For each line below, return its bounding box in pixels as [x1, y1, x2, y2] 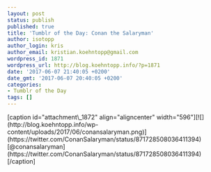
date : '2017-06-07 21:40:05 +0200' [7, 68, 111, 75]
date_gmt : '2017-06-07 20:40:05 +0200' [7, 74, 123, 82]
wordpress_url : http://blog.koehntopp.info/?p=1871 [7, 62, 160, 69]
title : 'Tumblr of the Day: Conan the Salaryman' [7, 29, 155, 37]
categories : [7, 81, 42, 88]
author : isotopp [7, 36, 54, 43]
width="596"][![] [156, 113, 204, 121]
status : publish [7, 17, 54, 24]
